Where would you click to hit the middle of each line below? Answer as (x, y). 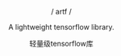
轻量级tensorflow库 (61, 44)
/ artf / (61, 12)
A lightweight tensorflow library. (61, 27)
